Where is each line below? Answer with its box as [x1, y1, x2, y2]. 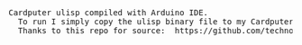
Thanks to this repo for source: [17, 26, 166, 35]
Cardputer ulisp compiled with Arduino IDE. [8, 8, 209, 17]
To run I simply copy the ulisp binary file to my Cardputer [17, 17, 294, 26]
